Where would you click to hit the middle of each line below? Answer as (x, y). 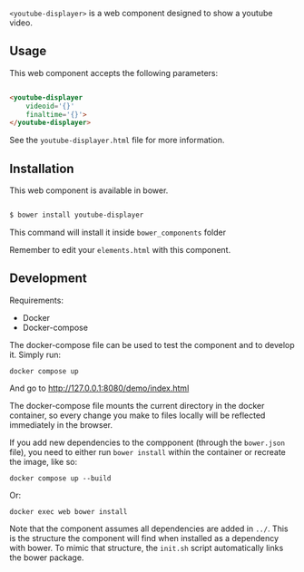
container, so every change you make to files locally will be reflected (137, 415)
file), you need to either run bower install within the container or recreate (147, 451)
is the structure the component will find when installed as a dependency (144, 538)
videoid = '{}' (50, 106)
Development (49, 279)
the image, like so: (44, 461)
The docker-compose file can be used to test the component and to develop (152, 344)
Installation (42, 168)
